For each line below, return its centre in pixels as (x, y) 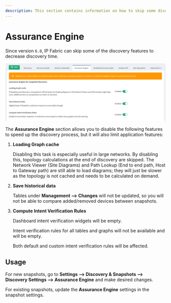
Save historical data (34, 186)
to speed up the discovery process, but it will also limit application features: (84, 134)
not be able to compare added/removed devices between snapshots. (85, 201)
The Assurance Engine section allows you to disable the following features (84, 129)
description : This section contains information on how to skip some (81, 11)
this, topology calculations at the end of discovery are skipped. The (83, 160)
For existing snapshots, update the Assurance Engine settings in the (77, 289)
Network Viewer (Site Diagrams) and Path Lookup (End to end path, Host (89, 165)
